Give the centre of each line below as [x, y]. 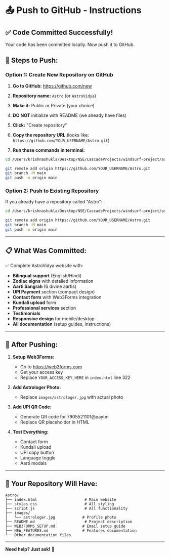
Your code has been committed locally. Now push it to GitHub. [70, 45]
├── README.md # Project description [69, 522]
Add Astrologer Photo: [37, 387]
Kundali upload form [34, 303]
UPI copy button [37, 452]
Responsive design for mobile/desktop [53, 318]
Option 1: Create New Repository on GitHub [59, 75]
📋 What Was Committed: [46, 251]
